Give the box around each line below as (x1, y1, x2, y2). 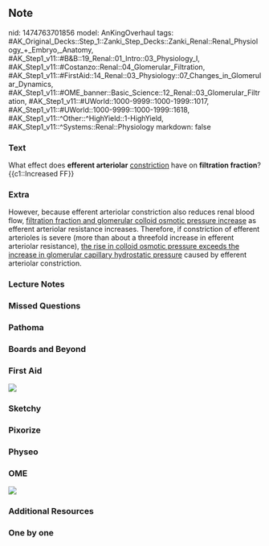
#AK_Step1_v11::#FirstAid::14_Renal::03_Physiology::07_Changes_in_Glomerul (8, 70, 262, 80)
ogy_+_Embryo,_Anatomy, (8, 44, 94, 55)
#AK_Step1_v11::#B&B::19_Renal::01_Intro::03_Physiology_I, (8, 53, 201, 63)
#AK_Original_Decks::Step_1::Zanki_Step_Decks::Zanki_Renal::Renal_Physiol (8, 36, 259, 46)
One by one (8, 527, 55, 539)
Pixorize (8, 424, 42, 436)
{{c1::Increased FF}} (8, 169, 75, 179)
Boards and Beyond (8, 344, 87, 355)
